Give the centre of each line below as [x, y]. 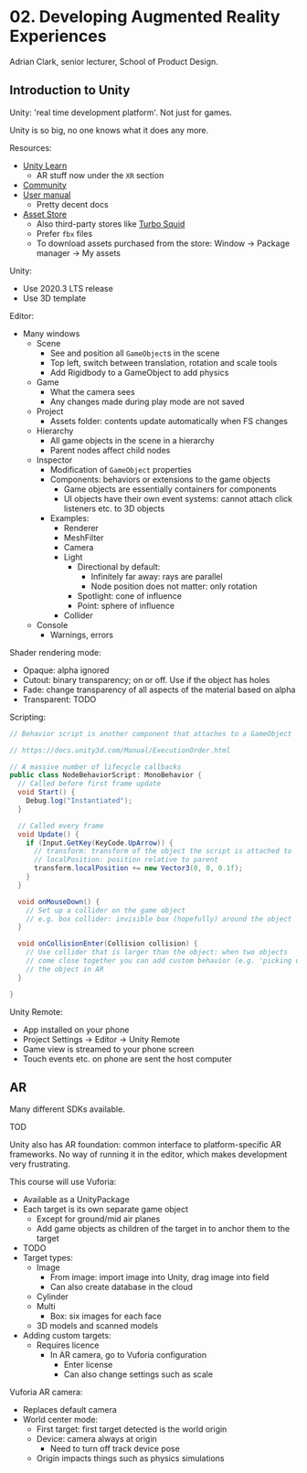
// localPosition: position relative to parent [126, 860]
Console [52, 624]
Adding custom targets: [67, 1336]
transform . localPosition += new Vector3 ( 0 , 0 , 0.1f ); [138, 869]
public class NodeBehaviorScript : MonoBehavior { [106, 775]
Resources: [31, 147]
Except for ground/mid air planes [98, 1219]
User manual [47, 195]
